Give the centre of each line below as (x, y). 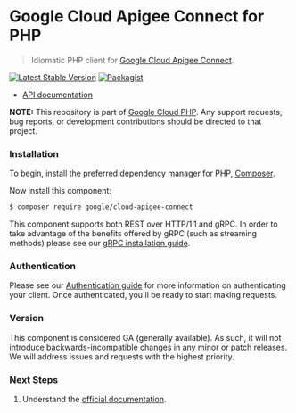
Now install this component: (60, 191)
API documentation (58, 95)
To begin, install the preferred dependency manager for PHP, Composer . (142, 173)
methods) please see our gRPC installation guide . (100, 244)
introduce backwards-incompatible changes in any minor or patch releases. (148, 347)
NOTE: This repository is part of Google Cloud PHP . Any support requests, (146, 112)
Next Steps (34, 379)
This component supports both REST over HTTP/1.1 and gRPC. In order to (144, 224)
